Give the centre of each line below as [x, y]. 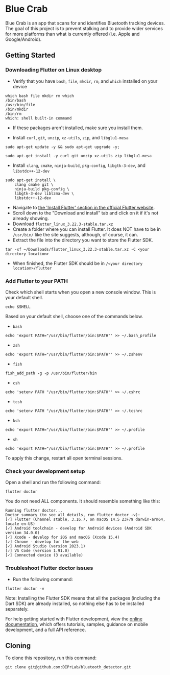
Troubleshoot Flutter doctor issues [49, 568]
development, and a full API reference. [46, 630]
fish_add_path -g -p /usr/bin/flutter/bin [51, 373]
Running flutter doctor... [34, 511]
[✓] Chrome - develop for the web [42, 542]
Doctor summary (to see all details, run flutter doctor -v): [73, 515]
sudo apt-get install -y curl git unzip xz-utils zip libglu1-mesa [79, 156]
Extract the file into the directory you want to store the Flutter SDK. [83, 240]
